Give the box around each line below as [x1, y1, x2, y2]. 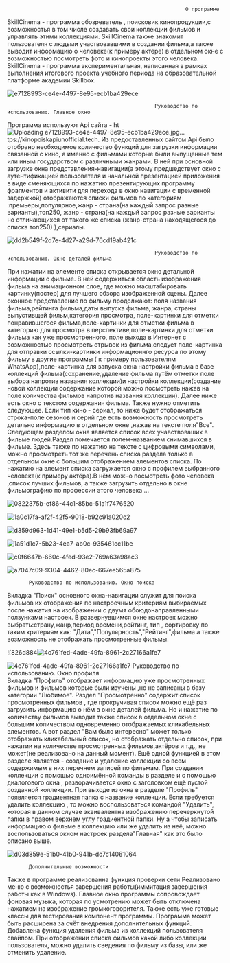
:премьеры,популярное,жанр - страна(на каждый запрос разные [7, 201, 199, 209]
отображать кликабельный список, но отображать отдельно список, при [7, 734, 222, 743]
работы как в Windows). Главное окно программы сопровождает [7, 890, 200, 898]
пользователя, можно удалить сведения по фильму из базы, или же [7, 941, 207, 949]
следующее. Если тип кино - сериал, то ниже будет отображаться [7, 406, 203, 414]
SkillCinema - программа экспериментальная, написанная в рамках [7, 62, 207, 69]
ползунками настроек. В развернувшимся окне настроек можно [7, 614, 198, 621]
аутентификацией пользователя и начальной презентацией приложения [7, 172, 220, 180]
